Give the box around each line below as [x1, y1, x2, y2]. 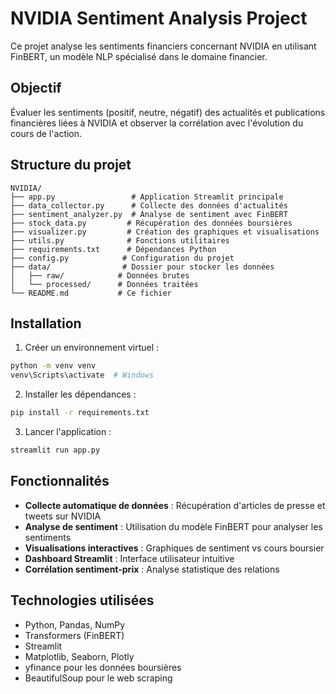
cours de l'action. [10, 127, 83, 139]
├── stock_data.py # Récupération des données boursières [10, 218, 293, 228]
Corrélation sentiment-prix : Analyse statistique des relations [24, 563, 280, 575]
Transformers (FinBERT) [24, 629, 125, 641]
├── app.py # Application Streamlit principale [10, 192, 284, 202]
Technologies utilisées [10, 592, 155, 609]
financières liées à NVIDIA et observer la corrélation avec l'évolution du [10, 117, 304, 129]
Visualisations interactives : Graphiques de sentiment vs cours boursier [24, 542, 325, 554]
